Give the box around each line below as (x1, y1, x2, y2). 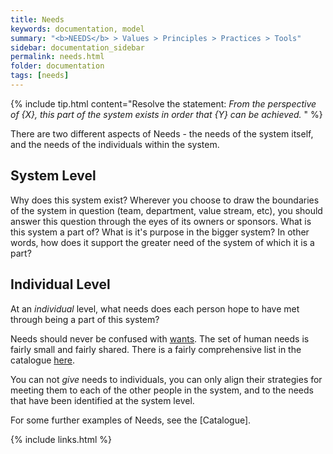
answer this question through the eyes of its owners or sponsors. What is (10, 215, 312, 227)
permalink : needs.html (10, 52, 105, 62)
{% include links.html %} (10, 433, 112, 445)
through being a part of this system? (10, 313, 160, 325)
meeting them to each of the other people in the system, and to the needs (10, 384, 314, 396)
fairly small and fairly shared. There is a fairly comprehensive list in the (10, 343, 302, 355)
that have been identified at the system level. (10, 394, 195, 406)
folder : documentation (10, 61, 105, 71)
